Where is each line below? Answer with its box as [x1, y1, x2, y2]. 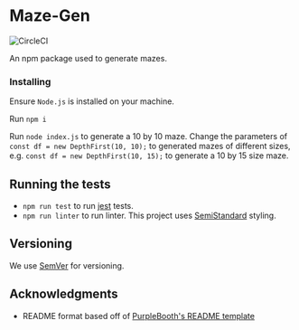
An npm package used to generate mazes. [9, 52, 167, 63]
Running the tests [9, 176, 111, 192]
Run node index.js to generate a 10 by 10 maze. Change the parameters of [9, 131, 287, 142]
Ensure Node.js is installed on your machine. [9, 96, 174, 107]
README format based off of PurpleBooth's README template [22, 310, 256, 321]
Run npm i [9, 114, 47, 125]
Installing [9, 75, 51, 88]
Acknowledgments [9, 287, 119, 302]
